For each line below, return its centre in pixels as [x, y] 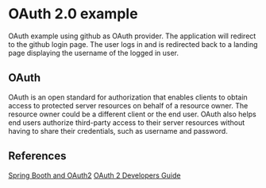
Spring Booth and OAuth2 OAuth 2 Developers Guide [94, 175]
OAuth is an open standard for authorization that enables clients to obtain [128, 97]
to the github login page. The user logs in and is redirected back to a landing [133, 44]
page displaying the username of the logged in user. [94, 53]
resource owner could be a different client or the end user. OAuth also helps [132, 114]
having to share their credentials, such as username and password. [118, 131]
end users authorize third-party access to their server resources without [127, 122]
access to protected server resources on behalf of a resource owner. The [128, 105]
